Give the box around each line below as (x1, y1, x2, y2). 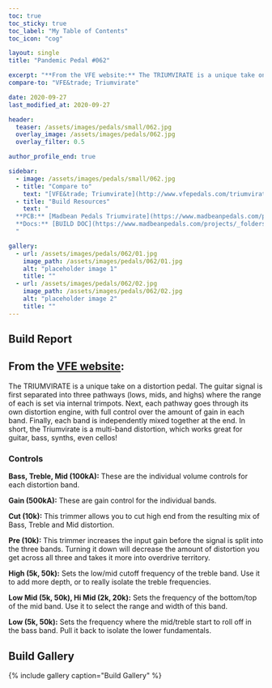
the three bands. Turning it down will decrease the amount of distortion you (8, 544, 260, 554)
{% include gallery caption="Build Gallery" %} (8, 670, 162, 680)
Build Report (8, 333, 73, 346)
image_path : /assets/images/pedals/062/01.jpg (23, 257, 183, 265)
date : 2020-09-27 (8, 93, 67, 101)
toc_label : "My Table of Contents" (8, 27, 129, 35)
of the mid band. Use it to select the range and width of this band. (8, 601, 228, 611)
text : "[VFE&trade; (23, 189, 89, 198)
